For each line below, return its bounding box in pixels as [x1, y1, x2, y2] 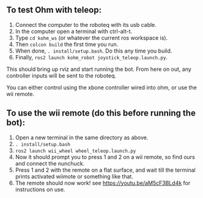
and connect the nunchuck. [15, 159, 85, 167]
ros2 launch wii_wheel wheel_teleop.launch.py [15, 148, 136, 154]
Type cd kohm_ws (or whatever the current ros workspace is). [15, 34, 168, 42]
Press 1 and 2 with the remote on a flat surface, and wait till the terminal [15, 166, 196, 174]
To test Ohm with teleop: [6, 5, 102, 15]
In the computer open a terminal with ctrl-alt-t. [15, 28, 133, 35]
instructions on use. [15, 186, 65, 193]
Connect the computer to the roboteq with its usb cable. [15, 21, 157, 28]
